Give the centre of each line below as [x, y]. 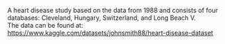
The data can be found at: [45, 25]
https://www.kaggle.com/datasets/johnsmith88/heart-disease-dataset [110, 33]
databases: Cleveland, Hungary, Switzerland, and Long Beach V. [102, 18]
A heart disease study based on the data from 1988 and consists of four [113, 10]
